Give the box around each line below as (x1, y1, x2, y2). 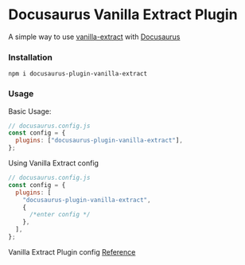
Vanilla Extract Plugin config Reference (8, 247, 136, 256)
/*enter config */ (29, 211, 91, 219)
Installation (8, 52, 53, 63)
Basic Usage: (8, 106, 52, 116)
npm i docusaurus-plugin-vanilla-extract (8, 70, 148, 78)
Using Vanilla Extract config (8, 158, 99, 168)
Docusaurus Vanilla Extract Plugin (8, 6, 238, 24)
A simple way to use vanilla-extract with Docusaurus (8, 32, 181, 41)
